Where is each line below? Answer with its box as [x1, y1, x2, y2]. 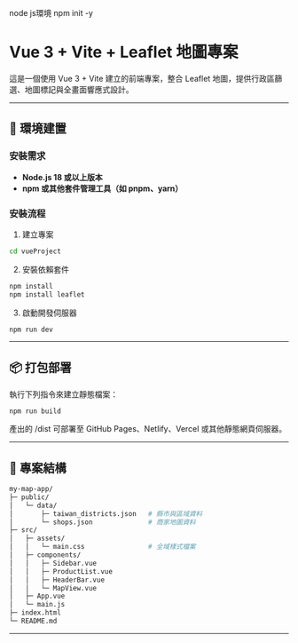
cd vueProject [9, 247, 62, 256]
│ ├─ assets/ [9, 534, 66, 544]
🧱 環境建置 [9, 121, 67, 136]
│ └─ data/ [9, 501, 58, 510]
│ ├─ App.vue [9, 591, 66, 601]
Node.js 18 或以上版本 [21, 171, 104, 182]
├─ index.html [9, 608, 62, 617]
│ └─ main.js [9, 600, 66, 609]
